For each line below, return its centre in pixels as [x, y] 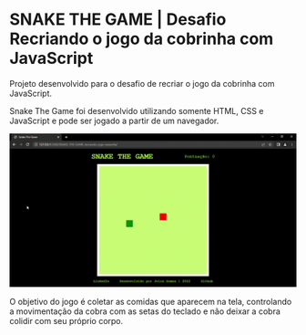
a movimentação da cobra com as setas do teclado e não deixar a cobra [145, 311]
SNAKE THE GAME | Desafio [118, 20]
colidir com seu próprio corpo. [66, 321]
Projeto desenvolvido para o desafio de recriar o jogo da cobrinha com [142, 83]
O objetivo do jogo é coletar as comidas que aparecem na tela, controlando [151, 302]
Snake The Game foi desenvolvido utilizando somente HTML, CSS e [137, 110]
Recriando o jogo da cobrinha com [142, 39]
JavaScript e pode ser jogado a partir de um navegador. [114, 120]
